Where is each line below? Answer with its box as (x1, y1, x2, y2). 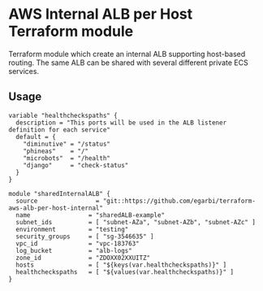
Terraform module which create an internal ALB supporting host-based (8, 49, 246, 59)
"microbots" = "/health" (23, 154, 111, 163)
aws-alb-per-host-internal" (8, 204, 104, 212)
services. (8, 66, 39, 76)
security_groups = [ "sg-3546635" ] (15, 232, 154, 241)
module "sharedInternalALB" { (8, 189, 111, 198)
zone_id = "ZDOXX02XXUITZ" (15, 254, 151, 262)
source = (15, 197, 100, 205)
